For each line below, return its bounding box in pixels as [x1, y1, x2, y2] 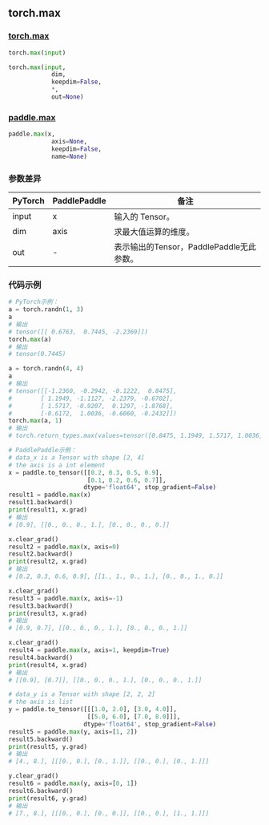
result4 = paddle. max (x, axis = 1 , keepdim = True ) [8, 646, 171, 654]
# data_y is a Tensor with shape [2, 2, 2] [8, 690, 156, 698]
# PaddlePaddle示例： [8, 447, 77, 455]
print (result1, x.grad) [8, 506, 88, 514]
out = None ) [50, 93, 84, 101]
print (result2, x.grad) [8, 557, 88, 566]
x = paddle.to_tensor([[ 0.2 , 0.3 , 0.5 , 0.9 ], [8, 468, 163, 476]
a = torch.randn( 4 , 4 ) [8, 365, 84, 373]
